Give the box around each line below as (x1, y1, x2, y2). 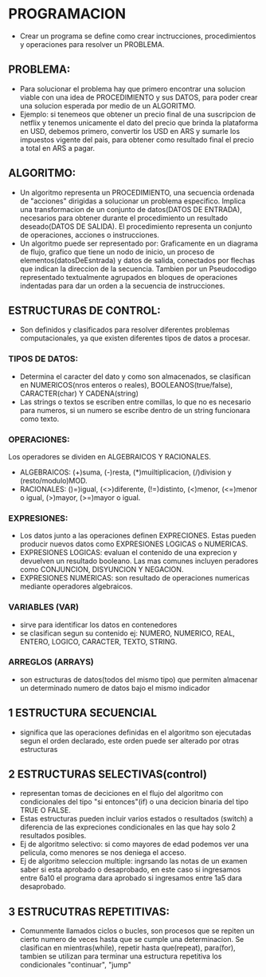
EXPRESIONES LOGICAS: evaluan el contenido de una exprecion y (19, 548, 237, 557)
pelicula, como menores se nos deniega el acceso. (19, 848, 187, 857)
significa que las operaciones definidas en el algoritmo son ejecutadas (19, 727, 252, 737)
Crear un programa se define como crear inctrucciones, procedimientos (19, 31, 256, 41)
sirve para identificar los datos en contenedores (19, 620, 178, 629)
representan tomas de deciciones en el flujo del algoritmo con (19, 789, 224, 798)
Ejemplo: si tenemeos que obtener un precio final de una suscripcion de (19, 109, 256, 119)
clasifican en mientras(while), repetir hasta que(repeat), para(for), (19, 943, 237, 953)
